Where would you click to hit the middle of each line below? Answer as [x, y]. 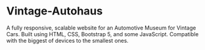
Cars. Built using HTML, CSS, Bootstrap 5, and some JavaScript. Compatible [102, 34]
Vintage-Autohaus [54, 11]
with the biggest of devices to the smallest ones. [67, 40]
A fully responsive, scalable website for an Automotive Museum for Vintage [101, 28]
